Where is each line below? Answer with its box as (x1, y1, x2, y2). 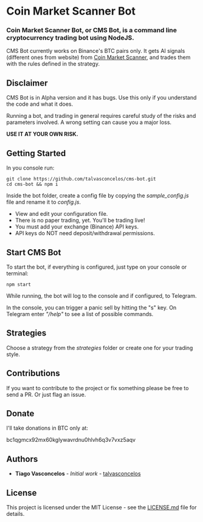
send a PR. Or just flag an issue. (6, 391, 86, 398)
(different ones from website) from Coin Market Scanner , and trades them (6, 53, 191, 61)
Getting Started (6, 148, 66, 159)
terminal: (6, 269, 29, 277)
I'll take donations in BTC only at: (6, 424, 88, 432)
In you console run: (6, 164, 55, 171)
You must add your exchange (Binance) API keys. (15, 223, 139, 230)
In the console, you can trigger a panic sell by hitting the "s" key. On (6, 304, 177, 311)
